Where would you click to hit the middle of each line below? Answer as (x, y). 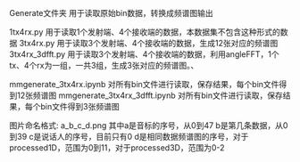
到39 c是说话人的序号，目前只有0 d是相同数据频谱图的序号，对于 (129, 137)
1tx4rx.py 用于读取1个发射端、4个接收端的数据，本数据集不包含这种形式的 (145, 32)
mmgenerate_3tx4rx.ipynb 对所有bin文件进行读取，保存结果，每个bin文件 (144, 84)
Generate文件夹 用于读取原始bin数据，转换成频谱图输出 (111, 13)
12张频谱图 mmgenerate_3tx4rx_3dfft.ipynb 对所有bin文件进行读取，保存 (150, 95)
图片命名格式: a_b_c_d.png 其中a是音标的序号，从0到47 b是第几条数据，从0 (149, 126)
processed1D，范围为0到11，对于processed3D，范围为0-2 (117, 148)
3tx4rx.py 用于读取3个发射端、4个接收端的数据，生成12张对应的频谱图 (149, 43)
